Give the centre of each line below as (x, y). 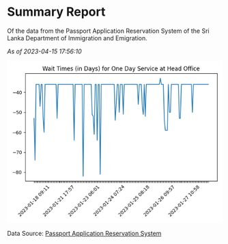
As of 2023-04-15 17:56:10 (44, 51)
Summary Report (56, 12)
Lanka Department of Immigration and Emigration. (77, 38)
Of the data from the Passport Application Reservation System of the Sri (108, 31)
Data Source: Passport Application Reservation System (84, 233)
